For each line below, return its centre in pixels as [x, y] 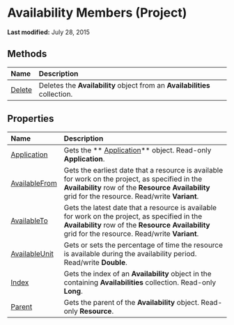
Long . [73, 291]
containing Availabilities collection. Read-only [140, 282]
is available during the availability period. [130, 253]
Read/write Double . [95, 262]
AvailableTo [30, 221]
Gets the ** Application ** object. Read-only [138, 150]
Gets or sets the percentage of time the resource [143, 245]
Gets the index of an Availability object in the [138, 274]
